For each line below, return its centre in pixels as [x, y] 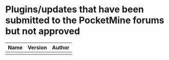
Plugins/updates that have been [75, 9]
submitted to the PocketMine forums [85, 20]
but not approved [43, 31]
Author [61, 47]
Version [37, 47]
